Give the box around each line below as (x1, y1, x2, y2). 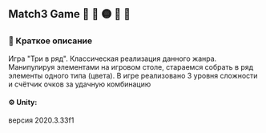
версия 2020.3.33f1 (8, 115, 75, 125)
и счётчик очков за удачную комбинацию (8, 79, 151, 89)
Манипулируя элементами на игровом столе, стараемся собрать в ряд (8, 62, 254, 71)
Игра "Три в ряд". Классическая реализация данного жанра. (8, 54, 217, 63)
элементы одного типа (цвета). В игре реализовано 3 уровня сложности (8, 71, 258, 80)
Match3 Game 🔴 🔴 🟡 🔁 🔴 (8, 7, 131, 21)
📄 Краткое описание (8, 35, 93, 46)
